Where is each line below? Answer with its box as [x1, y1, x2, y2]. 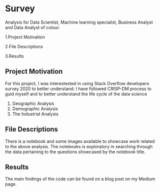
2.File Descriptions [5, 43, 43, 49]
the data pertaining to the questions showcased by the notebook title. [5, 149, 146, 155]
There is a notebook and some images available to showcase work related [5, 138, 155, 144]
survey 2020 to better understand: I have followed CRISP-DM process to [5, 86, 152, 92]
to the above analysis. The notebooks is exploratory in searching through [5, 143, 153, 149]
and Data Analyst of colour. [5, 24, 60, 30]
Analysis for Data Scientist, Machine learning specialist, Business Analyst [5, 19, 153, 25]
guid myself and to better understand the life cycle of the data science [5, 91, 147, 96]
